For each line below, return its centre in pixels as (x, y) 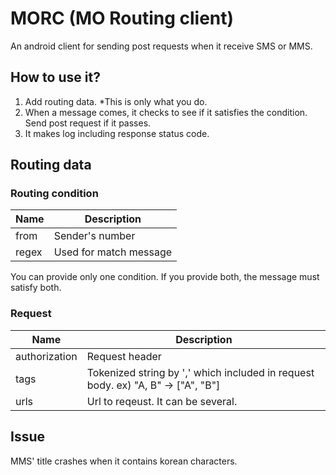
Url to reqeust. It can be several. (162, 401)
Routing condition (54, 194)
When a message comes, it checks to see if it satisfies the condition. (166, 112)
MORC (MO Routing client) (122, 18)
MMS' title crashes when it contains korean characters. (124, 461)
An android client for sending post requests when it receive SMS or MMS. (161, 46)
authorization (46, 356)
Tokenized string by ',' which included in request (200, 372)
